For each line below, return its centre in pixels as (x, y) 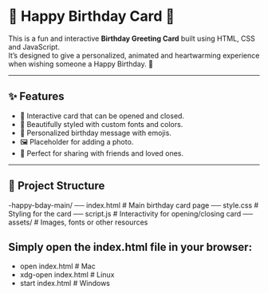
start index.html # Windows (65, 284)
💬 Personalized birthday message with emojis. (95, 133)
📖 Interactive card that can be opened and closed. (102, 116)
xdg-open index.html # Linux (67, 275)
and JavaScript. (34, 46)
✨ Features (36, 96)
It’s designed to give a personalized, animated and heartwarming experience (134, 55)
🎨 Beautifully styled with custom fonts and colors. (101, 124)
